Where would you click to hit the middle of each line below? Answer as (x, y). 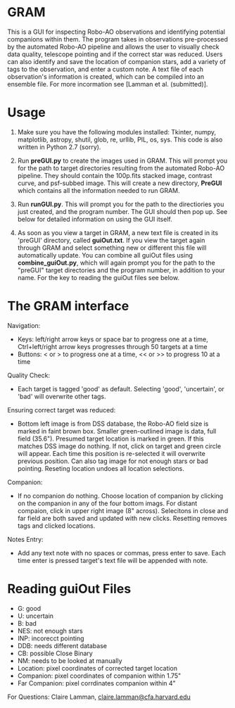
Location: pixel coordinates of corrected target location (97, 668)
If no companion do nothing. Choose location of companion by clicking (120, 495)
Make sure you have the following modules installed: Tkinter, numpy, (117, 132)
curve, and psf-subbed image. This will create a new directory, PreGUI (120, 183)
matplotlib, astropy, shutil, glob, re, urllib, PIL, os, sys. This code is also (120, 139)
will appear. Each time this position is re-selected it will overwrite (111, 453)
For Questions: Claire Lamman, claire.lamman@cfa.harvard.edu (99, 697)
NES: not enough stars (50, 631)
